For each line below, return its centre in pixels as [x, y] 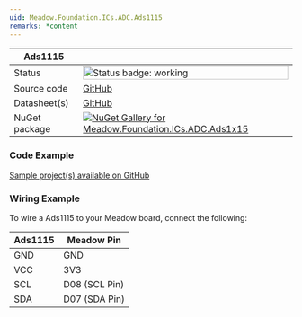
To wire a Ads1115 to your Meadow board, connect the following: [129, 218]
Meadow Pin [94, 241]
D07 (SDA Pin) [94, 299]
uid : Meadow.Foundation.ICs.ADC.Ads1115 [86, 18]
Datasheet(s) [41, 102]
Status [27, 73]
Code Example [42, 155]
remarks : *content [44, 26]
